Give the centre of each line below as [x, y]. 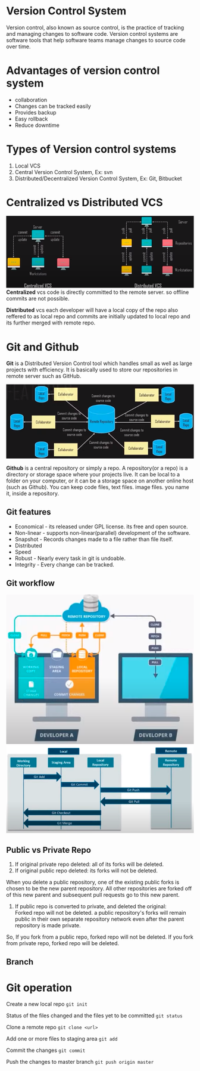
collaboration [31, 100]
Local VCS [27, 166]
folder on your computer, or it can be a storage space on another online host [100, 481]
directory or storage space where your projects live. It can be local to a [93, 474]
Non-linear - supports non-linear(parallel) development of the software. [102, 533]
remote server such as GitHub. [44, 376]
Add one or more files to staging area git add [62, 1039]
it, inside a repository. [33, 493]
